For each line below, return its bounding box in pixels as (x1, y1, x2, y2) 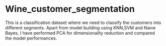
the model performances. (5, 35, 57, 41)
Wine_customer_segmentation (5, 3, 135, 15)
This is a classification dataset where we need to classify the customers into (5, 20, 162, 25)
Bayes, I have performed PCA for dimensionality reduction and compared (5, 30, 155, 36)
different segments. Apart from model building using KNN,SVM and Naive (5, 24, 156, 30)
